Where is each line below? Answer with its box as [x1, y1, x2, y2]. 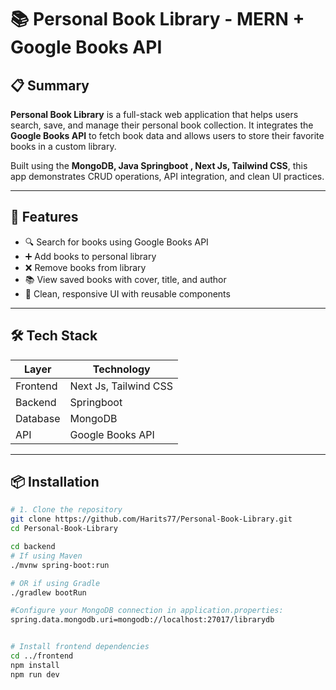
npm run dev [10, 669, 60, 680]
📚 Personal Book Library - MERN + [10, 8, 305, 31]
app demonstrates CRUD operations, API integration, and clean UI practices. [10, 171, 325, 182]
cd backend [10, 542, 56, 552]
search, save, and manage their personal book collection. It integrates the [10, 119, 314, 131]
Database [15, 411, 61, 425]
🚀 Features [10, 209, 79, 226]
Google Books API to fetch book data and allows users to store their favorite [10, 130, 325, 141]
